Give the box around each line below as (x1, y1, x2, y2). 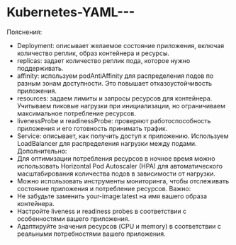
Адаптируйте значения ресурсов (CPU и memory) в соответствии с (16, 222, 221, 230)
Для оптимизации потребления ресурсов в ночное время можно (16, 154, 215, 163)
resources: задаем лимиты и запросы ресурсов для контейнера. (16, 93, 213, 103)
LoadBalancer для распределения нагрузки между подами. (16, 139, 197, 147)
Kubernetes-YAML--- (6, 4, 135, 21)
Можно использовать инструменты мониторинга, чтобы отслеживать (16, 176, 230, 185)
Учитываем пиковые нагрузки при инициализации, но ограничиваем (16, 101, 226, 110)
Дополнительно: (16, 147, 67, 155)
